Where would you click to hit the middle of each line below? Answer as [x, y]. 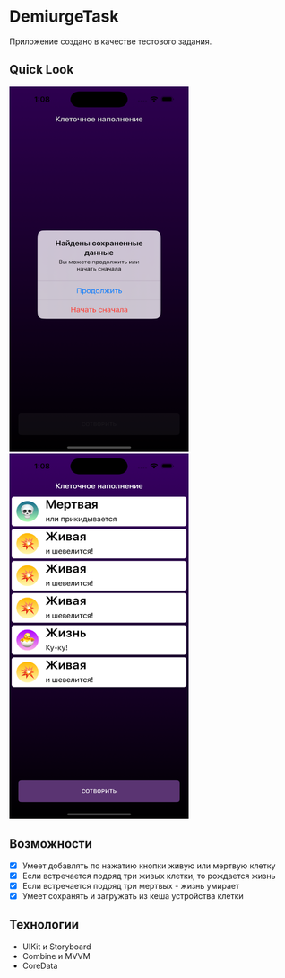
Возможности [51, 844]
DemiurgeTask [64, 17]
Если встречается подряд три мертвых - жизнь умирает [131, 885]
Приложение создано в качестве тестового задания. [111, 41]
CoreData [40, 965]
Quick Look [42, 70]
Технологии [44, 925]
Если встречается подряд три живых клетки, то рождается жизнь [149, 876]
